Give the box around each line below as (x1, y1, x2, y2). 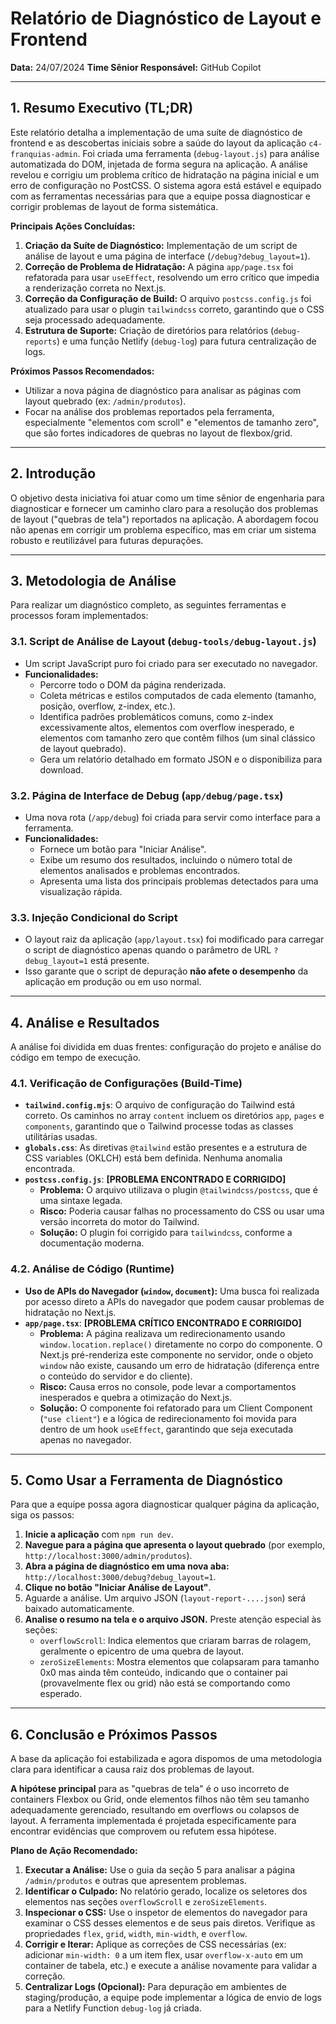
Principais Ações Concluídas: (10, 220, 136, 232)
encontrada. (24, 1163, 76, 1175)
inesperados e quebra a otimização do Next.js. (39, 1391, 233, 1403)
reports (24, 337, 57, 347)
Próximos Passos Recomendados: (10, 365, 155, 377)
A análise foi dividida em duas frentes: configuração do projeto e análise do (10, 1041, 322, 1053)
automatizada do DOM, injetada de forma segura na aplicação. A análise (10, 158, 308, 170)
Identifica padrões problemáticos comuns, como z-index (39, 710, 274, 722)
